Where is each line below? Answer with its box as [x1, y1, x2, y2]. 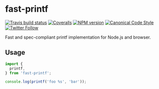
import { [5, 61, 23, 67]
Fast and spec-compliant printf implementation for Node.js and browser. [5, 34, 151, 40]
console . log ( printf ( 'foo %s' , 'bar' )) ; [5, 79, 87, 84]
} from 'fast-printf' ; [5, 70, 52, 75]
